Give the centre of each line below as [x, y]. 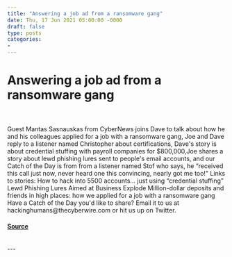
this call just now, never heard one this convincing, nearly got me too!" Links [116, 173]
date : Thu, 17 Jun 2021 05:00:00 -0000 [65, 20]
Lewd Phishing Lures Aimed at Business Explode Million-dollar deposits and [116, 188]
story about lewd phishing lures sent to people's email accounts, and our [111, 158]
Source [18, 226]
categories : [24, 40]
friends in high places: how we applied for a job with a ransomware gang [111, 195]
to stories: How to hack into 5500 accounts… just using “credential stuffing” [116, 181]
